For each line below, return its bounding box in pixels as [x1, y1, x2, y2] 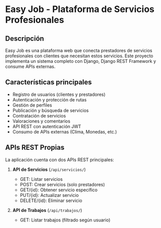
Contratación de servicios [12, 112, 66, 119]
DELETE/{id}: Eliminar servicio [20, 197, 83, 203]
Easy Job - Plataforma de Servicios [5, 4, 154, 15]
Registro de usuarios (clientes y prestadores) [12, 91, 106, 97]
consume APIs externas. [5, 64, 56, 69]
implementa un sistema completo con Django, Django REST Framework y [5, 58, 156, 64]
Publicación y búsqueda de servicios [12, 107, 89, 113]
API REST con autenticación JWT [12, 123, 81, 129]
